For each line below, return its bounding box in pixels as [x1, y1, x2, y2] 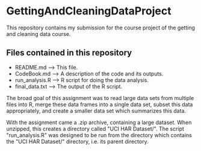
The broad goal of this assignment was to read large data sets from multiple [6, 94, 194, 101]
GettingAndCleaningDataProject [6, 4, 172, 18]
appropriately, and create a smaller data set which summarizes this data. [6, 107, 187, 114]
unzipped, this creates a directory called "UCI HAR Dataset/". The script [6, 125, 185, 132]
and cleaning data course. [6, 30, 71, 37]
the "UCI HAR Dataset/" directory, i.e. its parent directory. [6, 138, 149, 145]
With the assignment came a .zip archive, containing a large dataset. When [6, 119, 192, 126]
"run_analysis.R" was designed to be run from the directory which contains [6, 131, 193, 138]
